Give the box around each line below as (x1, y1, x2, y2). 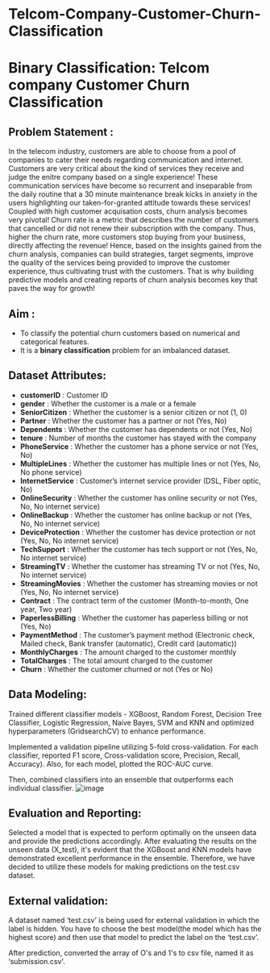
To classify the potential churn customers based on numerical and (19, 328, 240, 338)
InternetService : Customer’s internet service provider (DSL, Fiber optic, (19, 476, 262, 485)
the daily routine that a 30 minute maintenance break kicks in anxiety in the (8, 189, 258, 199)
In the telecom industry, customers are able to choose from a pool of (8, 147, 236, 156)
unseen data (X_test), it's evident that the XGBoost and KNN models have (8, 845, 252, 854)
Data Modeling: (8, 688, 87, 701)
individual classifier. (8, 783, 74, 792)
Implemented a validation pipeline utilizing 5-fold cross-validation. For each (8, 742, 259, 751)
